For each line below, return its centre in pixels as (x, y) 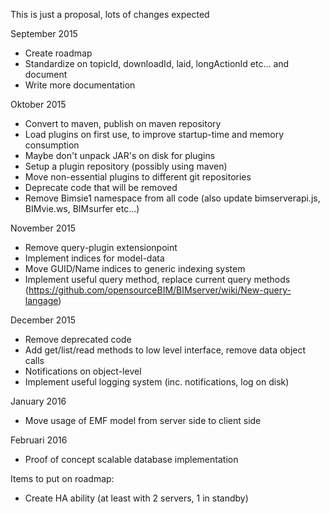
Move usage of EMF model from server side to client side (143, 420)
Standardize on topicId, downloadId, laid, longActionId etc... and (157, 63)
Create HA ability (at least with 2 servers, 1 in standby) (136, 498)
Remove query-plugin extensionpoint (101, 247)
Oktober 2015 (38, 104)
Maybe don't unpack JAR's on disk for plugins (120, 155)
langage (41, 300)
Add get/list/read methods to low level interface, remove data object (165, 350)
